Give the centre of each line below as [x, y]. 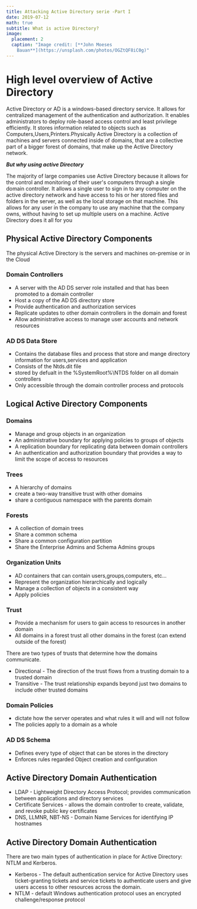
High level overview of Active [80, 79]
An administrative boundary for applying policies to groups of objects [99, 440]
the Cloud [18, 259]
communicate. [24, 659]
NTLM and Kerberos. [32, 863]
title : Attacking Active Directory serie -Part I [69, 12]
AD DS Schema [28, 740]
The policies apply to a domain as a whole [66, 724]
